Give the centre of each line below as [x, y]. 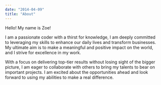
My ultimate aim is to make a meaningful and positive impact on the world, [79, 47]
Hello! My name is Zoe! [28, 28]
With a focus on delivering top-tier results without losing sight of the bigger [80, 62]
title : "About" [20, 14]
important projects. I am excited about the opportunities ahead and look [77, 72]
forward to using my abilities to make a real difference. [59, 77]
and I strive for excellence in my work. [43, 52]
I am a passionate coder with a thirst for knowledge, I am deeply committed [80, 37]
